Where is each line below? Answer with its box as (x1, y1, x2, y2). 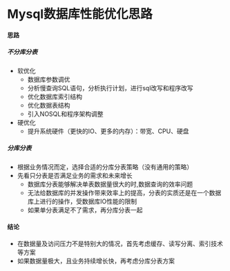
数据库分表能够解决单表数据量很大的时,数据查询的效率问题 (27, 180, 193, 188)
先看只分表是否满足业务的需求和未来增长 (17, 171, 133, 179)
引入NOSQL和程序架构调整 (27, 110, 104, 118)
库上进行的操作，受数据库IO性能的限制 (27, 197, 137, 205)
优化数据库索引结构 (27, 92, 83, 101)
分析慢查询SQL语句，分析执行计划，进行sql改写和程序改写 (27, 83, 193, 92)
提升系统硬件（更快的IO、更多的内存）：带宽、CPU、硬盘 (27, 127, 189, 135)
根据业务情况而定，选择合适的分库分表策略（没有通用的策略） (17, 163, 193, 171)
